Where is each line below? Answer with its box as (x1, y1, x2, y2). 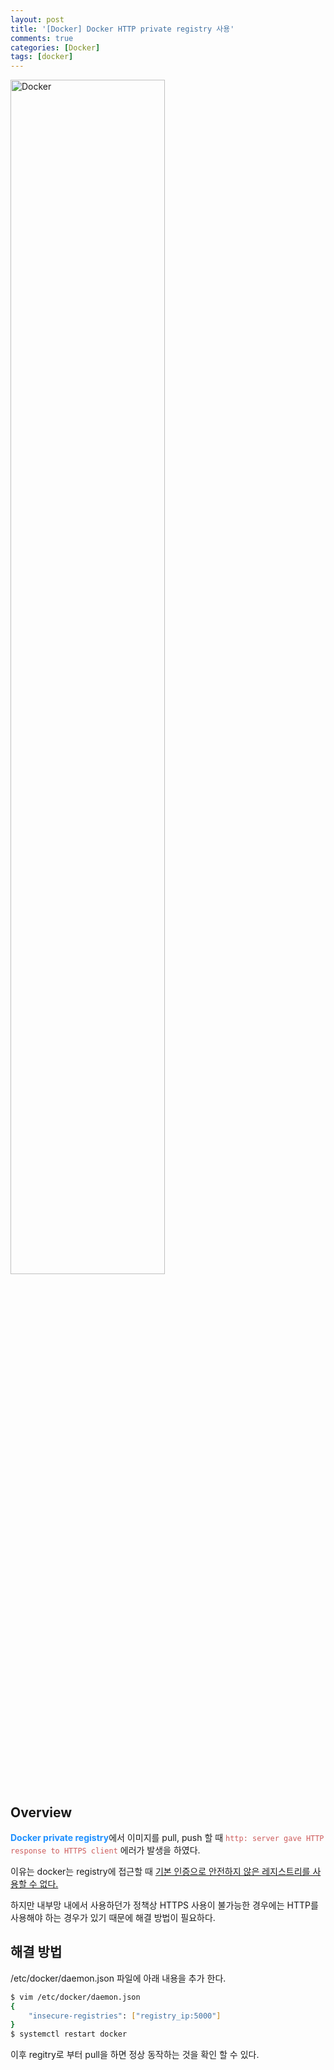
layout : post (10, 14, 65, 25)
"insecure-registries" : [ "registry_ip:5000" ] (28, 2011, 222, 2021)
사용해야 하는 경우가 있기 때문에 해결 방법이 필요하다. (10, 1911, 216, 1923)
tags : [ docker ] (10, 52, 74, 62)
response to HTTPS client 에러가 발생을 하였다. (10, 1844, 201, 1856)
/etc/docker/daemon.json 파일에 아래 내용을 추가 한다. (10, 1972, 227, 1984)
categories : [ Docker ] (10, 42, 101, 53)
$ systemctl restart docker (10, 2029, 128, 2040)
